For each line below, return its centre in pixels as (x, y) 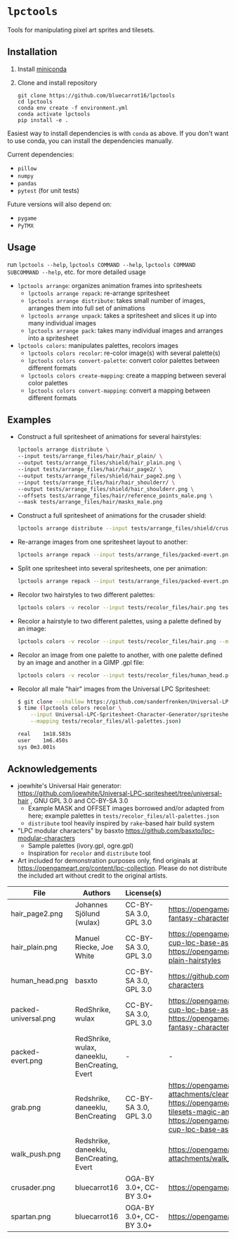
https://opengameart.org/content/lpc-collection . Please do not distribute (122, 868)
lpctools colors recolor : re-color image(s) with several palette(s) (124, 353)
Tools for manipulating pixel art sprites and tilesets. (81, 30)
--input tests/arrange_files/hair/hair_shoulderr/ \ (96, 482)
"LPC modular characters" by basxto (71, 831)
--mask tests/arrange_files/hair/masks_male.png (90, 502)
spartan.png (31, 1216)
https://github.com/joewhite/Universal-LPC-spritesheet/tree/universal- (120, 793)
